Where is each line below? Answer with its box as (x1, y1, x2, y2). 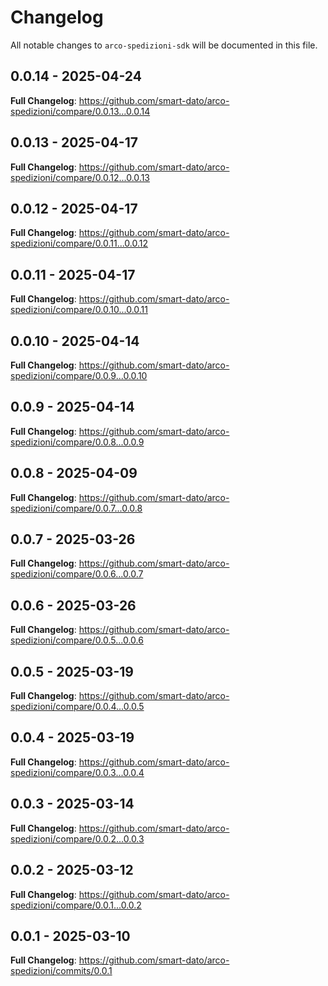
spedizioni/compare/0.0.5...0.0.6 (10, 634, 144, 646)
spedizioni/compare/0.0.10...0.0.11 (10, 304, 148, 316)
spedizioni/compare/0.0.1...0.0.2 (10, 899, 142, 911)
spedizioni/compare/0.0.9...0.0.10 (10, 370, 148, 381)
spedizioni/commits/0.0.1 (10, 965, 113, 977)
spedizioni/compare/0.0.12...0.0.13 (10, 171, 151, 183)
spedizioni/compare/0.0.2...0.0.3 (10, 832, 145, 845)
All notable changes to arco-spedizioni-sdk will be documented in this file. (10, 39, 318, 51)
